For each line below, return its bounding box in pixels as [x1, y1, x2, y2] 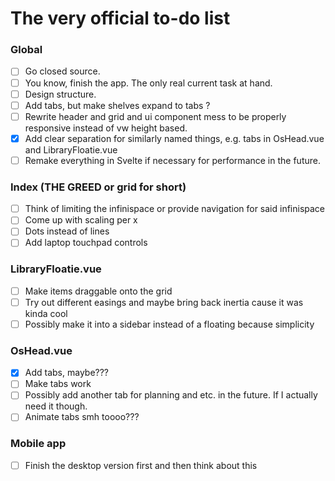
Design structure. [24, 88, 97, 100]
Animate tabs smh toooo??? [24, 411, 140, 423]
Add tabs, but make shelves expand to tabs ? [24, 99, 211, 111]
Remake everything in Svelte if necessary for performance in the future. [24, 154, 321, 166]
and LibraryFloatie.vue [24, 143, 118, 156]
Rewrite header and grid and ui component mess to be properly [24, 110, 287, 122]
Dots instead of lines [24, 225, 110, 237]
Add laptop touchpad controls [24, 237, 148, 249]
